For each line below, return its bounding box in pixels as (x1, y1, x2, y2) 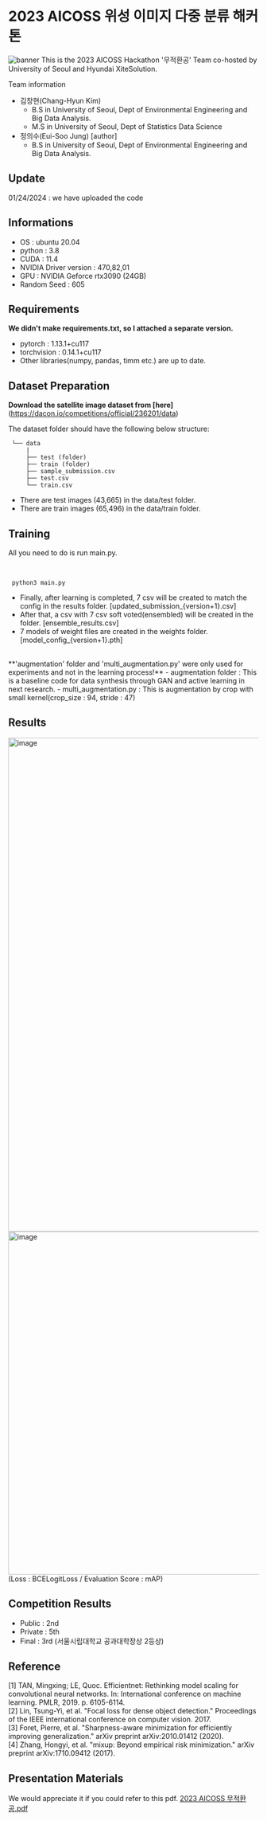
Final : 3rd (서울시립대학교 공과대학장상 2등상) (19, 1636, 164, 1646)
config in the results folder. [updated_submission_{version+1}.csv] (19, 601, 237, 610)
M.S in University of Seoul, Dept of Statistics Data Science (31, 121, 222, 131)
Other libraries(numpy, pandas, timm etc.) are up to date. (19, 356, 207, 366)
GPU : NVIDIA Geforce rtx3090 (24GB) (19, 271, 147, 280)
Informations (8, 216, 74, 229)
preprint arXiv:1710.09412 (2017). (8, 1749, 116, 1758)
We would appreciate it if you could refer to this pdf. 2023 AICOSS (8, 1794, 226, 1803)
